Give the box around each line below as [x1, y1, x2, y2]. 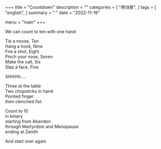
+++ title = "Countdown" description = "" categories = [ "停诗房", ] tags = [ [5, 4, 157, 10]
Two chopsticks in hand [5, 88, 53, 94]
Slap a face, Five [5, 64, 39, 70]
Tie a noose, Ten [5, 38, 39, 44]
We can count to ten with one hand [5, 29, 76, 34]
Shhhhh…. [5, 74, 26, 79]
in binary [5, 113, 23, 119]
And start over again [5, 138, 47, 144]
